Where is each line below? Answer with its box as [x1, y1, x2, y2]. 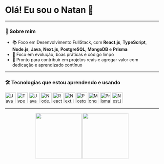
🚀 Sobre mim [5, 28, 36, 35]
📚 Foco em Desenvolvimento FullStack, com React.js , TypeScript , [12, 39, 147, 46]
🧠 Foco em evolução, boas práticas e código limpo [12, 51, 114, 58]
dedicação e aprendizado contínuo [12, 62, 82, 68]
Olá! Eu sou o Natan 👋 [5, 4, 94, 16]
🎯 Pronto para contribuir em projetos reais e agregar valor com [12, 57, 139, 63]
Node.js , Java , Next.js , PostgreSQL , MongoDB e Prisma [12, 47, 128, 52]
